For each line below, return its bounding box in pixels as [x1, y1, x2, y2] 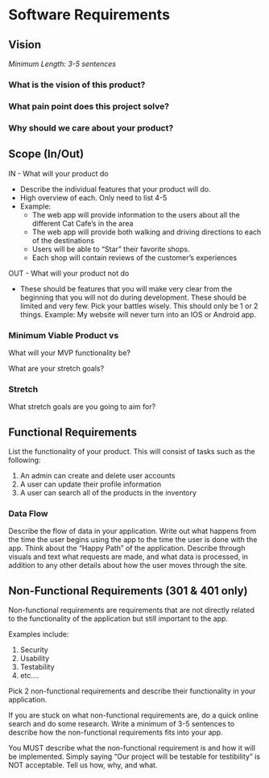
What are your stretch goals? [8, 363, 105, 373]
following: [8, 455, 41, 465]
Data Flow [8, 507, 48, 519]
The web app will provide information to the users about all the [31, 209, 240, 219]
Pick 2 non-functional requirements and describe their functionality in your [8, 686, 256, 696]
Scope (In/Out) [8, 147, 85, 161]
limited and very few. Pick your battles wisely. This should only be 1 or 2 [19, 300, 259, 311]
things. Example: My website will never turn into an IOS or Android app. [19, 309, 256, 319]
